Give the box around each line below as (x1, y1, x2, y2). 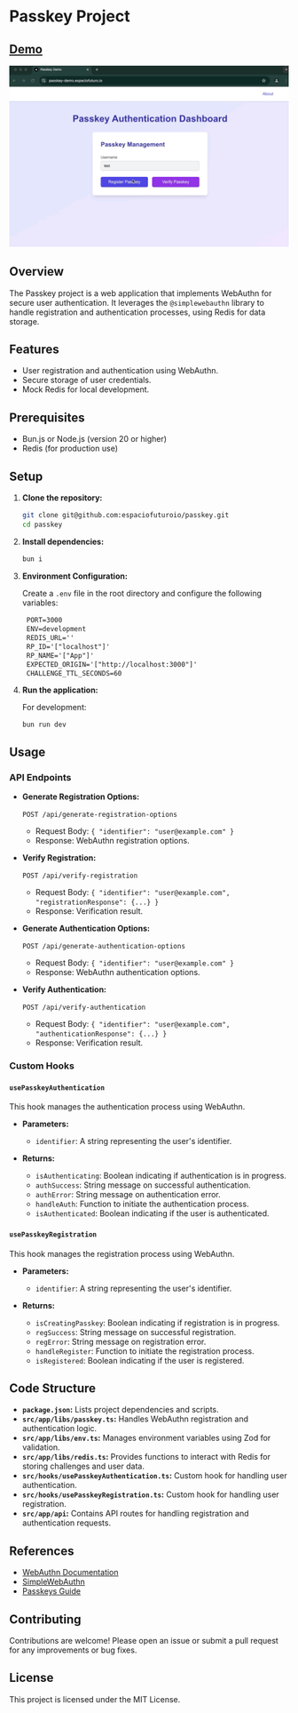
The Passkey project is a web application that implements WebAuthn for (9, 287, 272, 299)
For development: (21, 701, 87, 712)
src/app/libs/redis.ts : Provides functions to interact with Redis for (21, 1452, 271, 1462)
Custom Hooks (9, 1060, 75, 1072)
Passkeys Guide (21, 1586, 82, 1597)
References (9, 1543, 74, 1558)
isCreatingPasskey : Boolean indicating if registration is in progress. (35, 1317, 280, 1328)
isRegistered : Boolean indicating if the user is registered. (35, 1355, 245, 1365)
